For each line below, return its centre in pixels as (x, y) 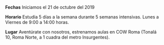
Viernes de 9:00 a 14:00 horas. (37, 22)
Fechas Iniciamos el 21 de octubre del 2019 (50, 7)
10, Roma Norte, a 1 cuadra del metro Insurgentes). (57, 37)
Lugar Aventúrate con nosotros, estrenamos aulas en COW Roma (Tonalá (81, 32)
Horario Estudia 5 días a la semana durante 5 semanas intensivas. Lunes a (82, 17)
